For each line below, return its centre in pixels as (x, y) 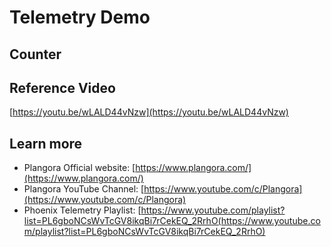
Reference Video (62, 87)
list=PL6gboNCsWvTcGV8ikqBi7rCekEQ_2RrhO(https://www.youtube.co (172, 221)
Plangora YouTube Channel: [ (84, 189)
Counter (35, 54)
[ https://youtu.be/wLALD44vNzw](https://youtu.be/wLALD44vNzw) (149, 112)
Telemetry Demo (80, 17)
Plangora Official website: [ (79, 168)
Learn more (46, 143)
